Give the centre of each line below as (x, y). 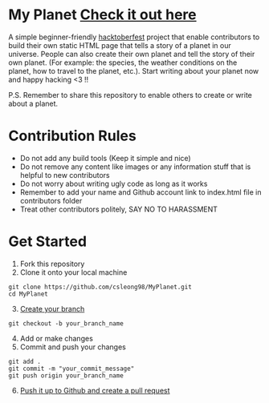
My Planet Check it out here (102, 15)
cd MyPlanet (28, 294)
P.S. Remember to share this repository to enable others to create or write (130, 95)
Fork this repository (52, 264)
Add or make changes (57, 338)
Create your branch (52, 308)
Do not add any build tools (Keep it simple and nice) (105, 158)
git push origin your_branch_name (66, 375)
